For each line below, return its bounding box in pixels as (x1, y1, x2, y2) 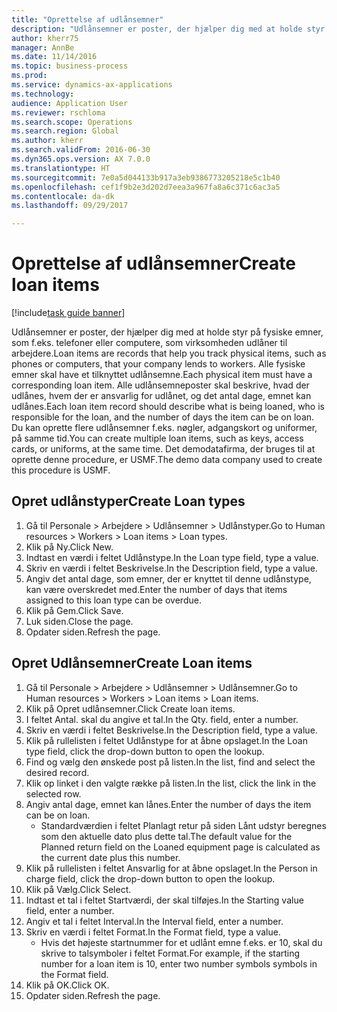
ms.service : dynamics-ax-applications (11, 80, 173, 90)
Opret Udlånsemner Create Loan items (11, 655, 253, 672)
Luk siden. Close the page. (25, 615, 134, 627)
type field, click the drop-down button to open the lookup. (25, 745, 265, 757)
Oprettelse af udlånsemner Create (11, 252, 296, 275)
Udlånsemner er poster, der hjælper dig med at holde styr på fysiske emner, (11, 326, 324, 338)
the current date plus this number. (40, 851, 181, 863)
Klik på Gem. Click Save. (25, 604, 124, 616)
